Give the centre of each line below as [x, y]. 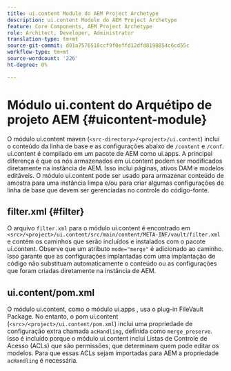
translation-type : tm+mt [43, 39]
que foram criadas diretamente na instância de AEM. [82, 271]
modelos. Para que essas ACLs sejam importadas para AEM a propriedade [113, 353]
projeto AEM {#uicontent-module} [107, 120]
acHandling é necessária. [42, 361]
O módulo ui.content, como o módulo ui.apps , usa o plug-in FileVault [105, 309]
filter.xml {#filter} [46, 211]
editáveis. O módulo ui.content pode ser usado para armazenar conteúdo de [115, 175]
